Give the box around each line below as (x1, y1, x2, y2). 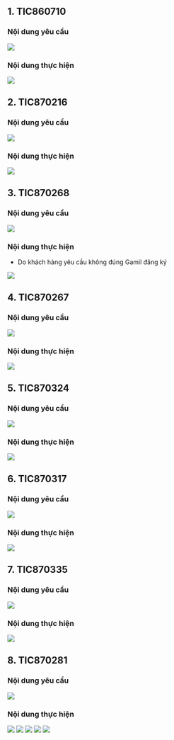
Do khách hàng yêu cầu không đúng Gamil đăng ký (17, 258, 168, 266)
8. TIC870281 (7, 654, 68, 666)
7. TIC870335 (7, 564, 69, 576)
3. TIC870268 (7, 187, 70, 199)
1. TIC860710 (7, 6, 66, 18)
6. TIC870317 (7, 473, 67, 485)
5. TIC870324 (7, 382, 69, 394)
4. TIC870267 (7, 292, 69, 304)
